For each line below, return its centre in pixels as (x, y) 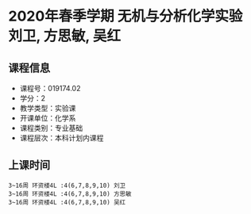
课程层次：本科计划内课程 (62, 138)
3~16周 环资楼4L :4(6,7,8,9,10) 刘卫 (67, 185)
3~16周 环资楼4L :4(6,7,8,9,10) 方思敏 (70, 194)
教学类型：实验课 (48, 108)
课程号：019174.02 (50, 88)
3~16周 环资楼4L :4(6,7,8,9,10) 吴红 (67, 202)
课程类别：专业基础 (51, 128)
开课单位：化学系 (48, 118)
